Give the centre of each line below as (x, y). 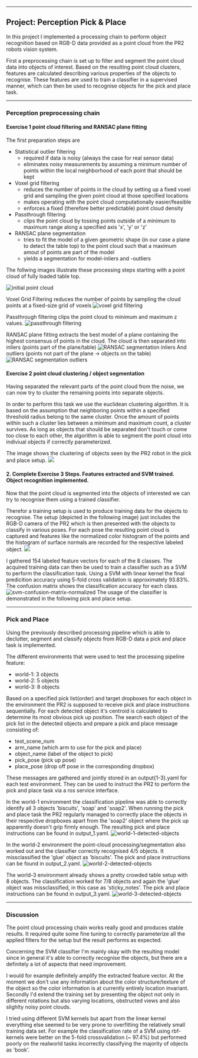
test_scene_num (34, 741)
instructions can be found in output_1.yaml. (58, 833)
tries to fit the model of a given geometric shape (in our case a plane (107, 240)
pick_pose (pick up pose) (45, 760)
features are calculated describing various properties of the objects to (91, 73)
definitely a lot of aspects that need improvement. (67, 964)
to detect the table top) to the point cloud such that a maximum (100, 245)
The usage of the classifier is (132, 593)
